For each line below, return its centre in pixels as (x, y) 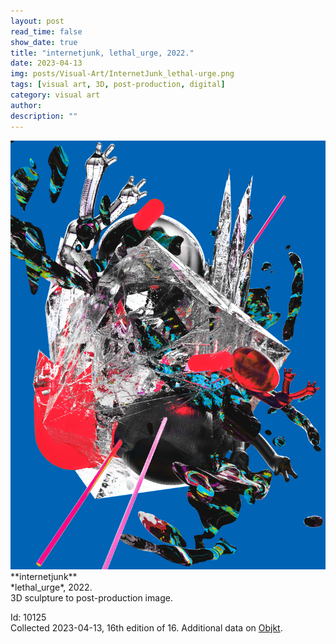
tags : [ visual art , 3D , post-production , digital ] (118, 85)
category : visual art (55, 95)
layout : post (37, 21)
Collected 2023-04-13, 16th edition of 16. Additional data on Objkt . (146, 627)
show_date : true (44, 42)
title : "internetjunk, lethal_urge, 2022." (102, 53)
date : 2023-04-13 (46, 63)
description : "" (44, 116)
